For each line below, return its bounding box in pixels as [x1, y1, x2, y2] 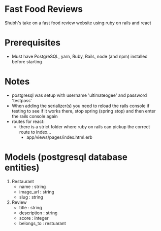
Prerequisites [4, 37, 61, 48]
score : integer [19, 215, 49, 221]
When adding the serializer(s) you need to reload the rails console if [11, 103, 150, 109]
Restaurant [11, 178, 34, 184]
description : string [19, 210, 58, 216]
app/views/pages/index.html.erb [26, 134, 93, 140]
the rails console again [11, 113, 58, 119]
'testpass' [11, 97, 32, 103]
